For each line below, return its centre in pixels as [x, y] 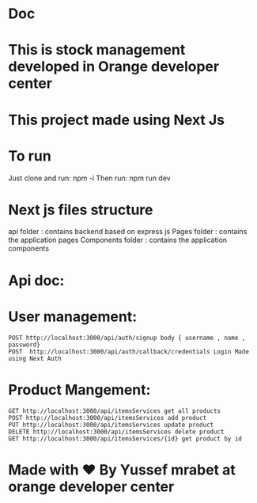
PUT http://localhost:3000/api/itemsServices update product [111, 425]
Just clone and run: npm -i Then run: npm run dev [90, 178]
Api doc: [36, 280]
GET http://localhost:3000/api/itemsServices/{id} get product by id [125, 439]
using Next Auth [35, 358]
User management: [73, 316]
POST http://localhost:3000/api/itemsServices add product [108, 418]
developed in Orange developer [114, 67]
